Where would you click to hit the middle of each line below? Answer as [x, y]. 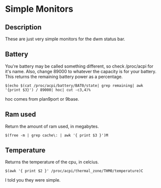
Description [23, 27]
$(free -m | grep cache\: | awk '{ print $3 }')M [57, 135]
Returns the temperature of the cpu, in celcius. [52, 162]
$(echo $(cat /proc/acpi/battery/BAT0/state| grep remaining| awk [74, 85]
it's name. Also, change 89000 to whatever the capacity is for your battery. [81, 71]
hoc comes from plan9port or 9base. [42, 99]
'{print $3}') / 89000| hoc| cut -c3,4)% [48, 90]
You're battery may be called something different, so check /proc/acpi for [79, 66]
